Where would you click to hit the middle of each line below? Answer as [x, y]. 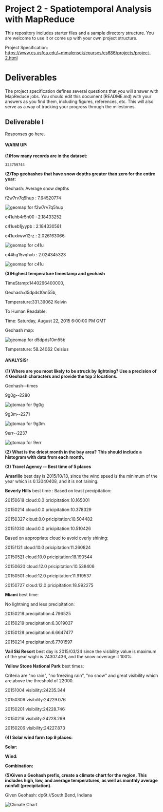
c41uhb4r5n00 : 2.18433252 [33, 217]
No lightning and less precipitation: [40, 604]
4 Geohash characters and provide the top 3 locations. [61, 376]
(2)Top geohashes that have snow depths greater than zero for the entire [80, 174]
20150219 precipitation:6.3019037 [39, 623]
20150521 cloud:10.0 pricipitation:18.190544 [49, 557]
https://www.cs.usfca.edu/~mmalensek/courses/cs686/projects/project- [78, 53]
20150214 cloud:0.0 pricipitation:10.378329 [48, 510]
